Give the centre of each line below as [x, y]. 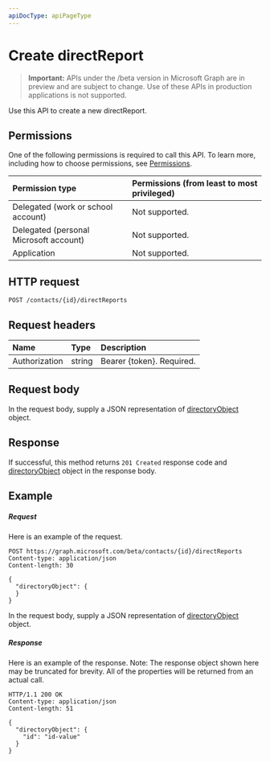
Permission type [45, 188]
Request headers [52, 325]
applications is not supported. [77, 95]
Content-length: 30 [41, 565]
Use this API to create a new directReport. [78, 110]
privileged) [153, 194]
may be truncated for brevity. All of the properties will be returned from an [131, 671]
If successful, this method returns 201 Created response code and [118, 462]
